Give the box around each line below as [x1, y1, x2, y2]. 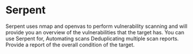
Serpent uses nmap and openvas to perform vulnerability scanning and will [5, 23, 188, 30]
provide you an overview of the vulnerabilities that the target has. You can [5, 28, 185, 35]
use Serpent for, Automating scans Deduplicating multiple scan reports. [5, 35, 179, 42]
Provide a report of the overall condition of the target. [5, 41, 135, 48]
